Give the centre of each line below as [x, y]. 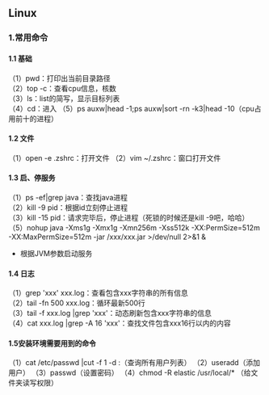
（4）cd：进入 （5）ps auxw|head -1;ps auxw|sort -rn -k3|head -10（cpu [131, 108]
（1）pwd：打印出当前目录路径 [59, 78]
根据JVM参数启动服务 [56, 253]
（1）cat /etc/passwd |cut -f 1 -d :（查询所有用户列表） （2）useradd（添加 [134, 363]
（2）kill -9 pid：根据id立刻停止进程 [68, 207]
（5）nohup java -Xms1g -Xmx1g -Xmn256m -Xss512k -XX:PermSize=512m [134, 227]
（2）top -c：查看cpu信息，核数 [63, 88]
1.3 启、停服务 [32, 178]
